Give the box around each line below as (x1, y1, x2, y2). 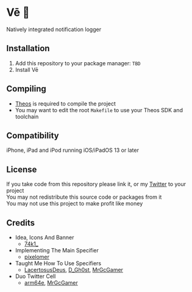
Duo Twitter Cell (15, 272, 56, 280)
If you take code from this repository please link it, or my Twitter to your (6, 180, 187, 188)
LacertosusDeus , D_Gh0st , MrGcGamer (24, 266, 124, 273)
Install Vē (15, 66, 38, 73)
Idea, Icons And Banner (15, 234, 74, 241)
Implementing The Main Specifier (15, 247, 99, 254)
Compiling (6, 84, 47, 94)
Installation (6, 43, 50, 54)
